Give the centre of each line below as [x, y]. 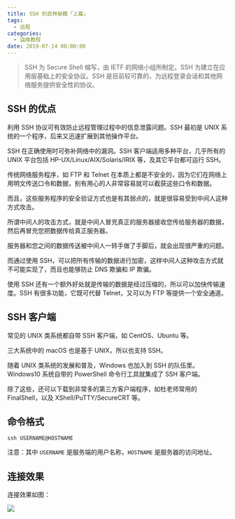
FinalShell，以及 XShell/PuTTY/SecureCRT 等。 [76, 398]
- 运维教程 [27, 40]
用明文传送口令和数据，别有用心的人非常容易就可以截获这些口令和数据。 [111, 183]
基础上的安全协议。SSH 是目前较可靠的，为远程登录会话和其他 [127, 76]
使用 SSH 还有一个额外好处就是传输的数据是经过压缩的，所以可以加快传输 [113, 284]
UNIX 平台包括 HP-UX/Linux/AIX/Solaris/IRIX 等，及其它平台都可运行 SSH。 [116, 159]
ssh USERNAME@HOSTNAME [40, 438]
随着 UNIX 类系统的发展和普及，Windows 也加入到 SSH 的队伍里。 [103, 365]
